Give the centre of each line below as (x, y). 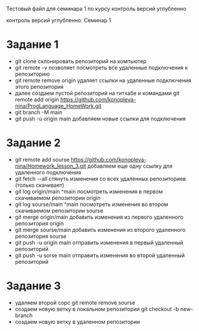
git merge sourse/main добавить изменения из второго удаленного (100, 229)
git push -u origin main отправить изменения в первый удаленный (99, 242)
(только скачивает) (40, 185)
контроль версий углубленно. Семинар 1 (59, 20)
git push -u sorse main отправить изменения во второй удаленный (100, 255)
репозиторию (32, 74)
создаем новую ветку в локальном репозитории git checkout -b (97, 309)
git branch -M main (39, 112)
